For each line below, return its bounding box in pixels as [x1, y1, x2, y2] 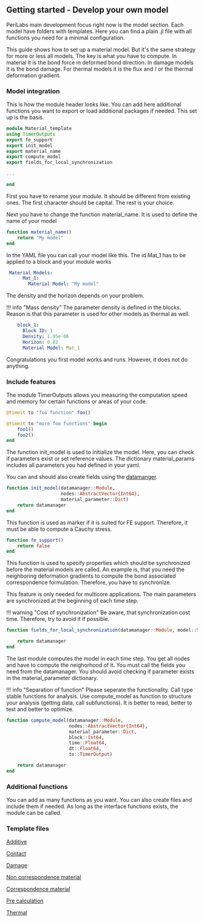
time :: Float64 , [69, 740, 107, 746]
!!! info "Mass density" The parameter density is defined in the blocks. [6, 304, 182, 311]
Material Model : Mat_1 [22, 344, 80, 351]
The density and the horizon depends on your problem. [6, 292, 144, 299]
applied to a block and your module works [6, 258, 112, 265]
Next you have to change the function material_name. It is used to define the [6, 210, 197, 218]
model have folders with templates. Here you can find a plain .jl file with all [6, 27, 192, 35]
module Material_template [6, 126, 72, 132]
